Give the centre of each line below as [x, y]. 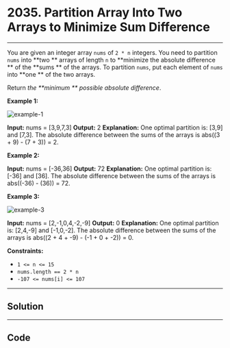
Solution [25, 307]
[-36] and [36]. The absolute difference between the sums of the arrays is [112, 175]
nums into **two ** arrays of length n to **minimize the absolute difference [111, 60]
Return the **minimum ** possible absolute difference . [84, 88]
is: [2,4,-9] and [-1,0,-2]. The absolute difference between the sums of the [112, 230]
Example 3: [23, 196]
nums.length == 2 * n [48, 272]
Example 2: [23, 155]
